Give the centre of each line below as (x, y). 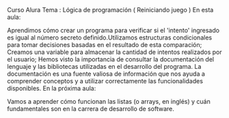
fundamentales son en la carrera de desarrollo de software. (91, 109)
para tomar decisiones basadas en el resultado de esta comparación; (105, 45)
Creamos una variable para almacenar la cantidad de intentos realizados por (114, 52)
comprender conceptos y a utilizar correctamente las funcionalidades (105, 81)
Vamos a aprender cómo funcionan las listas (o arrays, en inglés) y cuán (109, 101)
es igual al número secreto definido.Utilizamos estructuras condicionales (110, 38)
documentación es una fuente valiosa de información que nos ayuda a (106, 74)
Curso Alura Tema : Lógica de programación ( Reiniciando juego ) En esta (110, 10)
